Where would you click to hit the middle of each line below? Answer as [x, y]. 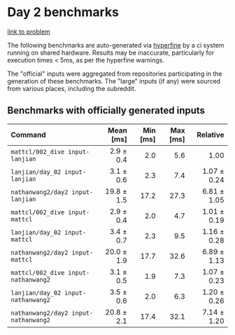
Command [29, 135]
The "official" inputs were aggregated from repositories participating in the [115, 74]
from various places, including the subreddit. [72, 88]
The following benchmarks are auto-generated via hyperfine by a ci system [116, 45]
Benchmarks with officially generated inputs [106, 110]
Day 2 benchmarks [63, 12]
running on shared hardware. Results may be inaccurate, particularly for [111, 53]
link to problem [29, 32]
